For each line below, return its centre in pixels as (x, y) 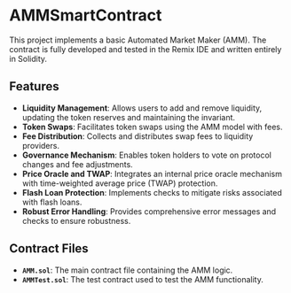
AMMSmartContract (86, 15)
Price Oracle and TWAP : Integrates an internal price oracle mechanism (152, 173)
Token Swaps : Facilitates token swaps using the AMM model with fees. (152, 127)
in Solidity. (28, 58)
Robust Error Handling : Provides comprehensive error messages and (149, 211)
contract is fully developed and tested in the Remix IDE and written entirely (145, 49)
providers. (41, 145)
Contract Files (49, 249)
